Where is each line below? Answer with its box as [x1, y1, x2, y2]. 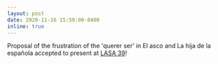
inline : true [7, 23, 45, 30]
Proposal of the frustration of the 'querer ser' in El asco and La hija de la [7, 42, 211, 50]
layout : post [7, 10, 45, 17]
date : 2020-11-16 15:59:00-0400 [7, 17, 100, 23]
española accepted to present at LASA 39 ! [7, 49, 127, 57]
